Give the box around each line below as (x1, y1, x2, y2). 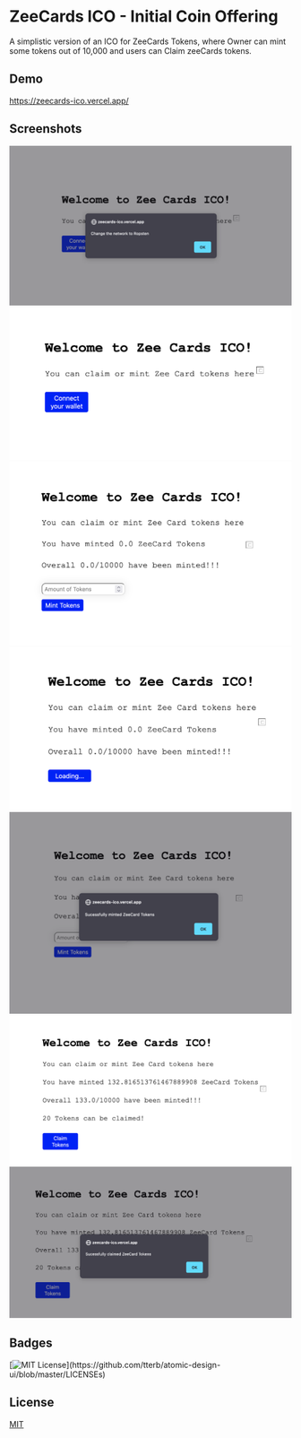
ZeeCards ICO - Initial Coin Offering (9, 6, 279, 27)
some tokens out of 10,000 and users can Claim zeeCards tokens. (9, 45, 253, 56)
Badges (9, 1336, 53, 1351)
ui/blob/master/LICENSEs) (9, 1369, 106, 1380)
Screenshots (9, 121, 82, 136)
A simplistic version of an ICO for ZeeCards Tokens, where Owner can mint (9, 36, 287, 47)
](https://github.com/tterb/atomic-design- (65, 1359, 221, 1370)
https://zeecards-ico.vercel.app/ (9, 95, 130, 106)
